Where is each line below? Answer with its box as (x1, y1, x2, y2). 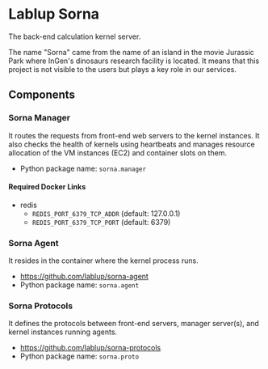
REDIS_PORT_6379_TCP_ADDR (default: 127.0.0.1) (31, 208, 181, 218)
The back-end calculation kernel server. (8, 32, 141, 41)
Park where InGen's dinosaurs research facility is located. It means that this (8, 56, 260, 66)
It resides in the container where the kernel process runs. (8, 256, 199, 265)
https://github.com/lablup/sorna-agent (19, 272, 149, 282)
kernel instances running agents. (8, 327, 118, 337)
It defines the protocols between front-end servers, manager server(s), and (8, 319, 260, 329)
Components (8, 88, 75, 102)
